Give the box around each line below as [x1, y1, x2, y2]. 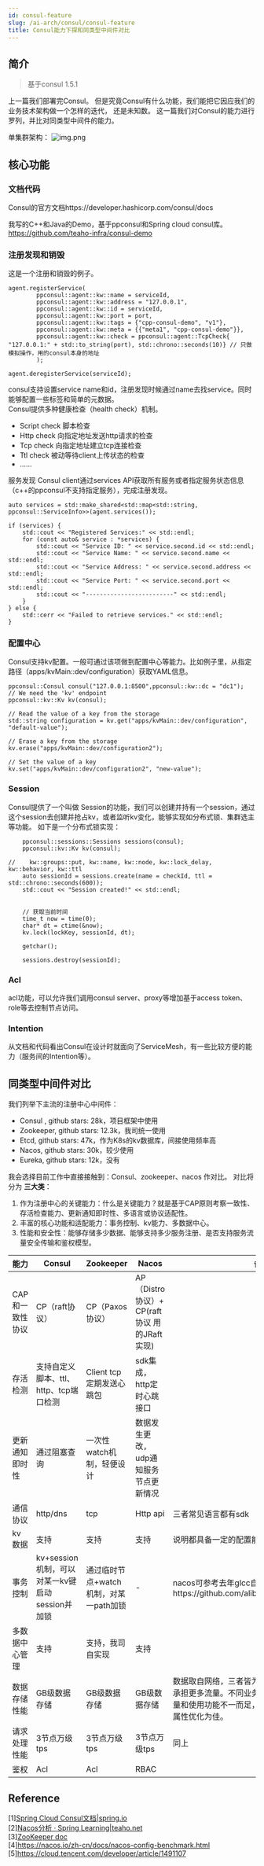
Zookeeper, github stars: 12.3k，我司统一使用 [19, 1126, 167, 1135]
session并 [35, 1599, 73, 1610]
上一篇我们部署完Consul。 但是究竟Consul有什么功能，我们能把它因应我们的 [8, 96, 255, 106]
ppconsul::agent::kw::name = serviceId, [36, 292, 170, 300]
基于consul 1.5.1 [27, 79, 79, 89]
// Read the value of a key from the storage [8, 710, 159, 718]
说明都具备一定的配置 [172, 1534, 252, 1545]
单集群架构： [8, 133, 49, 142]
